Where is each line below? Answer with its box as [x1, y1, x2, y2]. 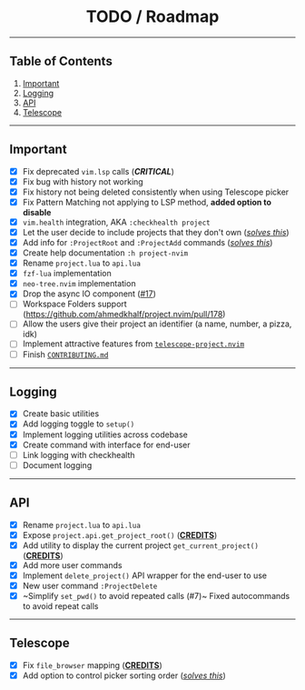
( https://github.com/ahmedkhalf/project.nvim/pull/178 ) [22, 309, 226, 320]
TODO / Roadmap [85, 6, 220, 27]
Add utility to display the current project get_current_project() [22, 539, 259, 551]
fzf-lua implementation [22, 268, 112, 279]
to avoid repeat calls [22, 601, 99, 611]
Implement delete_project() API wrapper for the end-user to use [22, 570, 268, 581]
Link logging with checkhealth [22, 449, 135, 460]
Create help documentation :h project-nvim [22, 247, 189, 258]
